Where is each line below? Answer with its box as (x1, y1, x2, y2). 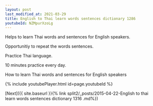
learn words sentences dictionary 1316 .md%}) (5, 96, 99, 102)
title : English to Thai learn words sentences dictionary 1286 (5, 16, 136, 21)
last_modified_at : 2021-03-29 (5, 12, 67, 17)
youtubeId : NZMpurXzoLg (5, 20, 53, 26)
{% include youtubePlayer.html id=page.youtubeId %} (5, 81, 113, 87)
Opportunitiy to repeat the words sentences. (5, 43, 94, 49)
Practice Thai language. (5, 53, 52, 59)
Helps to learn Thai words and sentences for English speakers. (5, 34, 131, 40)
